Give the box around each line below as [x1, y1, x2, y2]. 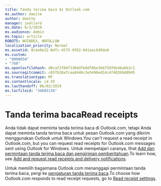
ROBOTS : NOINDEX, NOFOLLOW [5, 39, 59, 44]
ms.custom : [5, 52, 27, 57]
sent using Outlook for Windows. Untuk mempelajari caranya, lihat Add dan [5, 146, 155, 152]
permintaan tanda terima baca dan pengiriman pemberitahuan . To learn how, [5, 151, 157, 156]
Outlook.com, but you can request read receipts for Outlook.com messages [5, 140, 156, 146]
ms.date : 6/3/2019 [5, 25, 42, 30]
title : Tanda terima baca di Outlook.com [5, 7, 90, 12]
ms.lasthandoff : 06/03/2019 [5, 83, 62, 89]
